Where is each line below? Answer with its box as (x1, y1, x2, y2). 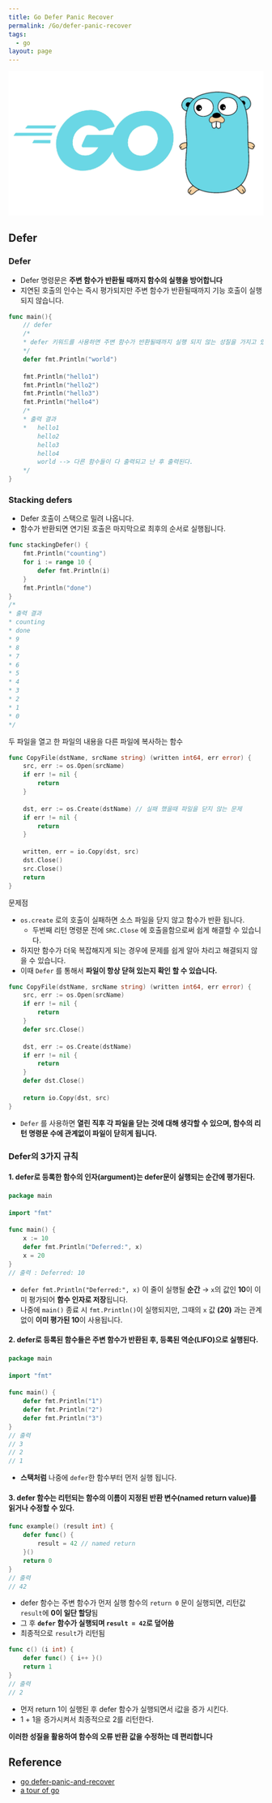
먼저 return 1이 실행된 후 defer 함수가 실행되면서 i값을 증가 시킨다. (19, 1704, 229, 1714)
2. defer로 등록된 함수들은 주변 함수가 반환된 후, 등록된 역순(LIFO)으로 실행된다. (8, 1335, 259, 1345)
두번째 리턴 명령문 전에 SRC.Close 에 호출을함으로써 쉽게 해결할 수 (32, 925, 240, 934)
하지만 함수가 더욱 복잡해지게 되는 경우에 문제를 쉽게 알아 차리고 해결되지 (19, 945, 249, 955)
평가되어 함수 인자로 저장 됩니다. (28, 1294, 128, 1304)
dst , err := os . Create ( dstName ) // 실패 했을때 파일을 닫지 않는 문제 (23, 805, 243, 813)
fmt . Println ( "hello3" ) (23, 389, 100, 397)
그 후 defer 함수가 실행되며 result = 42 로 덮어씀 (19, 1618, 174, 1628)
